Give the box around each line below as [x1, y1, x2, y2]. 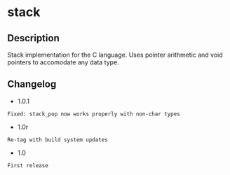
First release [7, 162, 49, 169]
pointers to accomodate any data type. [7, 58, 119, 66]
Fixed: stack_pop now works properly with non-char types [7, 110, 180, 118]
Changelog [7, 78, 57, 90]
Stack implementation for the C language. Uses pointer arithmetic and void [7, 50, 223, 59]
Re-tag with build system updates [7, 136, 109, 143]
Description [7, 32, 60, 44]
